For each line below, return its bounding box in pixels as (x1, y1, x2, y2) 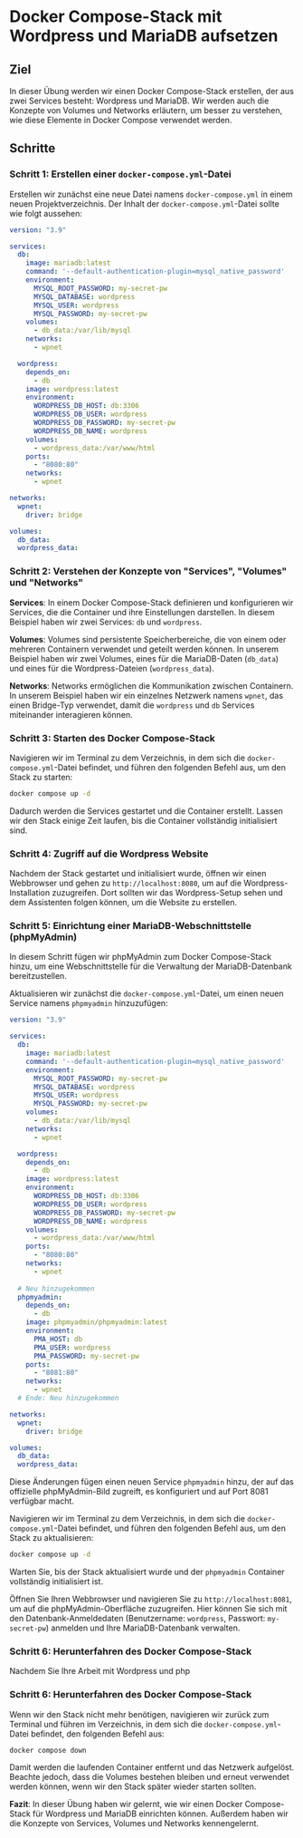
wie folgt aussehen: (9, 208, 83, 218)
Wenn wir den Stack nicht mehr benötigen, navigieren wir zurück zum (9, 1708, 270, 1719)
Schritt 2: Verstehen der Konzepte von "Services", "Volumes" (9, 565, 288, 577)
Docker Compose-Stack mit (9, 6, 223, 27)
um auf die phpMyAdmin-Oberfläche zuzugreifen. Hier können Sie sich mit (9, 1603, 288, 1614)
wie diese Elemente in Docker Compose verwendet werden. (9, 115, 232, 125)
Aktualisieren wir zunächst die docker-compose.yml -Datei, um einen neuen (9, 988, 284, 999)
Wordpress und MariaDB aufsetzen (9, 25, 279, 46)
